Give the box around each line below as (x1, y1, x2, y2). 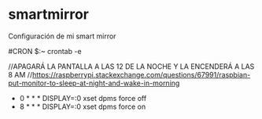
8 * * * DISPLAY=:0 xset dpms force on (19, 102, 146, 111)
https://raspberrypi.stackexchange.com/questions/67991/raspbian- (31, 70, 251, 79)
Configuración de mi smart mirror (8, 31, 116, 41)
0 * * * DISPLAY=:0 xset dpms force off (19, 93, 147, 103)
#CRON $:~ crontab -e (8, 46, 82, 56)
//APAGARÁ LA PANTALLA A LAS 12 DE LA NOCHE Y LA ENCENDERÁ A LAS (8, 61, 255, 71)
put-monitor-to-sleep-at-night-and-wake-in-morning (8, 78, 180, 88)
